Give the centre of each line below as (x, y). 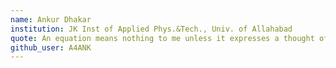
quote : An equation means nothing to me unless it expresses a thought (162, 38)
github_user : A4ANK (51, 47)
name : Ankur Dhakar (51, 19)
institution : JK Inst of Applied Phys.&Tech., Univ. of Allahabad (151, 29)
